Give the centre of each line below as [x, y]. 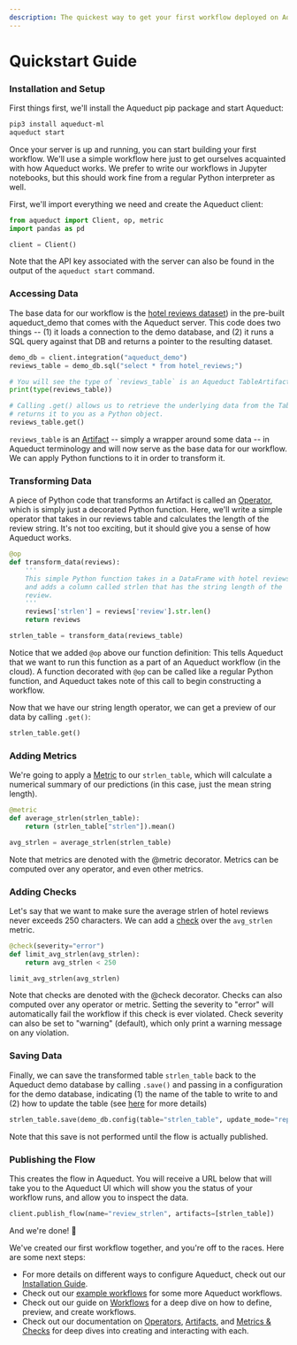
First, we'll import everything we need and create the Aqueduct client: [136, 204]
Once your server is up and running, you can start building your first [133, 149]
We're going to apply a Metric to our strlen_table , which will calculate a [141, 775]
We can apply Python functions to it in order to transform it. [117, 457]
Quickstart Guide [73, 61]
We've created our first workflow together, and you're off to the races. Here [147, 1248]
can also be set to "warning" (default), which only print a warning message [146, 1024]
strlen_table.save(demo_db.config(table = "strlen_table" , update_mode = [142, 1119]
